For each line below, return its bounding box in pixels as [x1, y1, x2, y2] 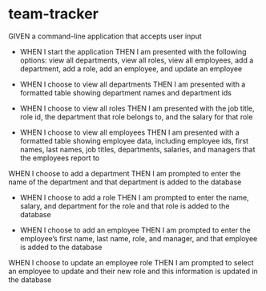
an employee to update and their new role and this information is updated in [8, 266, 258, 276]
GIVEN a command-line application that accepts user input [8, 31, 202, 41]
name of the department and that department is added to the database [8, 177, 242, 187]
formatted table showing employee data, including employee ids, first [19, 135, 249, 145]
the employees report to [19, 153, 100, 163]
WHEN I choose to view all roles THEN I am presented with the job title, [19, 103, 255, 113]
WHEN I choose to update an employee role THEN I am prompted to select [8, 257, 254, 267]
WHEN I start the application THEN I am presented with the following [19, 46, 247, 56]
